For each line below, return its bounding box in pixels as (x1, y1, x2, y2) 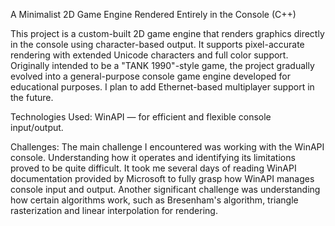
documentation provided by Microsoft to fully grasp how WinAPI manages (10, 173, 315, 184)
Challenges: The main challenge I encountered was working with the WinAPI (10, 141, 325, 153)
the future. (10, 92, 54, 103)
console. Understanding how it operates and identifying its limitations (10, 152, 296, 163)
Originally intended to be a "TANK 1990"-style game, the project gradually (10, 60, 315, 71)
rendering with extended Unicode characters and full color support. (10, 49, 289, 61)
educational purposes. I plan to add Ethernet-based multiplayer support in (10, 81, 315, 93)
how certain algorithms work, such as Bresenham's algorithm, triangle (10, 194, 299, 206)
